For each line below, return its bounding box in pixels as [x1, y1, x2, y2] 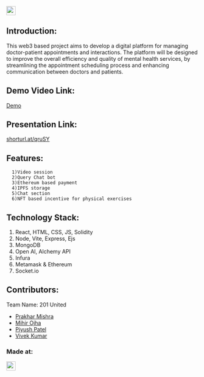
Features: [6, 153, 44, 164]
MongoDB [15, 241, 41, 249]
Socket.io [15, 268, 40, 275]
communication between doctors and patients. [6, 67, 124, 75]
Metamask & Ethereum [15, 261, 72, 268]
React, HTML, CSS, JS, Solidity [15, 229, 93, 236]
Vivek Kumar [15, 332, 47, 339]
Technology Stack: [6, 212, 80, 223]
